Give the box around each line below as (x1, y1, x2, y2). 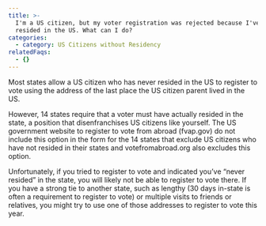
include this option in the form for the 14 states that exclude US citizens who (8, 134, 257, 144)
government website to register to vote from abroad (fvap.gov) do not (8, 126, 236, 135)
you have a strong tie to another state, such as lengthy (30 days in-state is (8, 183, 251, 193)
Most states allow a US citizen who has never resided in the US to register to (8, 77, 258, 87)
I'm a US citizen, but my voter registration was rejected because (15, 19, 243, 27)
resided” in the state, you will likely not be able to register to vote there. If (8, 175, 247, 184)
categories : (8, 33, 47, 42)
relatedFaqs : (8, 48, 51, 56)
